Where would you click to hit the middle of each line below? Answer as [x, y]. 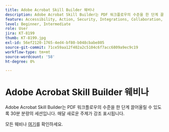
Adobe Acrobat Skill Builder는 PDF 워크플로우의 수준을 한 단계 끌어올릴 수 [79, 107]
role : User [17, 29]
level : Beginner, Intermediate [38, 24]
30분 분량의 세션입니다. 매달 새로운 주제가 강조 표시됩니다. [67, 113]
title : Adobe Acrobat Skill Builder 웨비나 [50, 10]
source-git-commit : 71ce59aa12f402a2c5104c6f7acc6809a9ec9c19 [72, 47]
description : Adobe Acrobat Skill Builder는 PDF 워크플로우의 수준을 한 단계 [82, 15]
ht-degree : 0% [20, 61]
